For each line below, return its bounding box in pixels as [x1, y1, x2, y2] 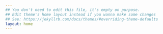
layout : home [5, 21, 33, 26]
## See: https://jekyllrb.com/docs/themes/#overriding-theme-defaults [5, 16, 158, 21]
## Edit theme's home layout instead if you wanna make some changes [5, 12, 156, 17]
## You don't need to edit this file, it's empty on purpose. [5, 7, 140, 12]
